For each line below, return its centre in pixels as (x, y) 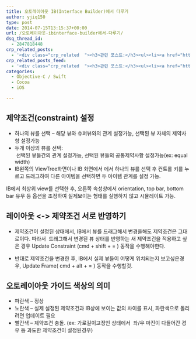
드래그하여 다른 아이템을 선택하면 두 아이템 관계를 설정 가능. (93, 176)
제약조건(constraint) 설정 (50, 118)
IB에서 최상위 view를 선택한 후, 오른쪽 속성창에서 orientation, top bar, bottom (95, 189)
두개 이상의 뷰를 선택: (38, 148)
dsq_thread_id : (24, 39)
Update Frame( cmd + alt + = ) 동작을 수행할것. (78, 266)
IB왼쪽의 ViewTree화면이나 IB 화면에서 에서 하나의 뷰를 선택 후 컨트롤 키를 (99, 169)
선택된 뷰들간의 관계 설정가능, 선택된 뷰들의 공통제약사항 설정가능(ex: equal (102, 155)
